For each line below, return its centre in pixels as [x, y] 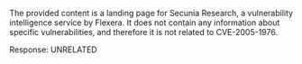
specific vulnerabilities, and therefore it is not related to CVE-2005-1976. [143, 32]
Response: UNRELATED [53, 50]
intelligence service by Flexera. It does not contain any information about [145, 23]
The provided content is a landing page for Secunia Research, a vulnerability [151, 13]
